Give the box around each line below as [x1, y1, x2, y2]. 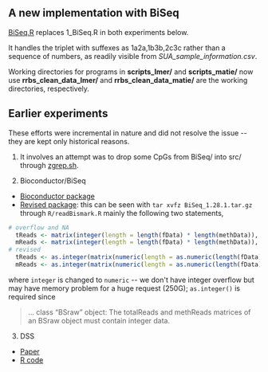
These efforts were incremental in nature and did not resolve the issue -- [8, 127, 247, 138]
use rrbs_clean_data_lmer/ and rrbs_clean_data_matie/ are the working [8, 75, 248, 84]
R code [19, 354, 44, 365]
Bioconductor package [19, 191, 96, 201]
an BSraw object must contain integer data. [27, 315, 170, 325]
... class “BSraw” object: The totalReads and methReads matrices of [27, 307, 251, 317]
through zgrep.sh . [19, 160, 79, 170]
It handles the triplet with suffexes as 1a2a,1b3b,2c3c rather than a [8, 43, 226, 53]
